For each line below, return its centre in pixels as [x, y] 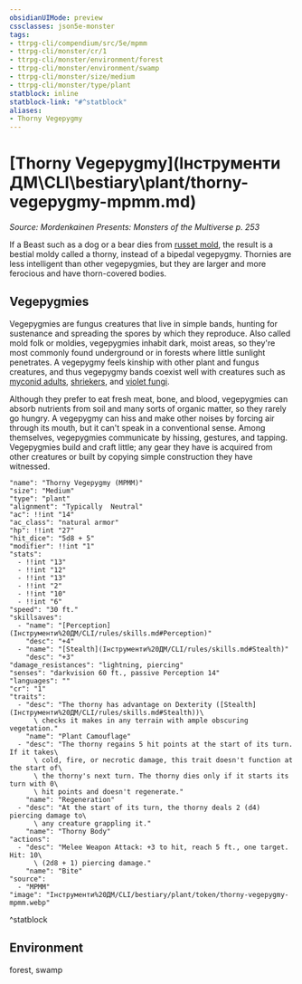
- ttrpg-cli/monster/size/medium [72, 77]
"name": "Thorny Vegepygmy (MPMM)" [76, 482]
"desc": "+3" [50, 657]
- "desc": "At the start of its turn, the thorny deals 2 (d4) [139, 807]
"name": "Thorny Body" [68, 831]
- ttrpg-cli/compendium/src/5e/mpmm [78, 43]
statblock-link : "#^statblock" [68, 102]
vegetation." [34, 728]
